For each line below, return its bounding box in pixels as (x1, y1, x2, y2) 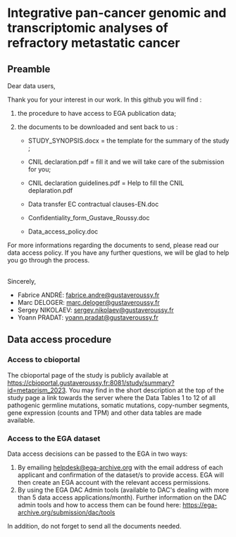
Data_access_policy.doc (27, 227, 99, 236)
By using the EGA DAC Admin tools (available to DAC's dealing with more (17, 485, 230, 494)
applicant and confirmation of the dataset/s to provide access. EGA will (17, 471, 224, 479)
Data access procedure (7, 334, 112, 346)
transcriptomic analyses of (7, 20, 168, 36)
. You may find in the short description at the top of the (65, 386, 224, 394)
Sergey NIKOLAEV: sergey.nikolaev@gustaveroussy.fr (17, 306, 174, 314)
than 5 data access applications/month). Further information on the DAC (17, 493, 227, 502)
